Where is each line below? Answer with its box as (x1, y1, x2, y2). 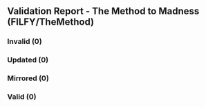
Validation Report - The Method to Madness (7, 5, 200, 17)
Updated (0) (7, 55, 49, 64)
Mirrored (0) (7, 73, 50, 83)
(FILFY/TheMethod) (7, 16, 95, 28)
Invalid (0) (7, 37, 43, 47)
